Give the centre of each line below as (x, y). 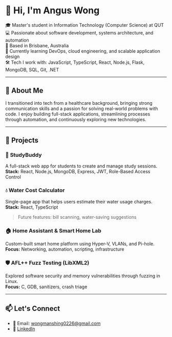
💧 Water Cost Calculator (35, 191)
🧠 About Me (24, 91)
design (13, 57)
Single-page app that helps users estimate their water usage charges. (79, 201)
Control (13, 177)
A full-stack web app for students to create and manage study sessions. (81, 166)
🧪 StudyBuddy (24, 155)
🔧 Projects (22, 141)
